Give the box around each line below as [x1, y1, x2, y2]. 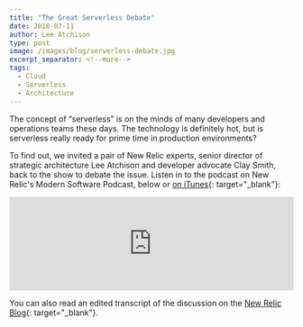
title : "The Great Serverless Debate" [9, 13, 155, 23]
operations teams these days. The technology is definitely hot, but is [9, 123, 264, 133]
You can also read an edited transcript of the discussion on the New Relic [9, 297, 282, 308]
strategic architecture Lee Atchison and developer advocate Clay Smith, [9, 159, 277, 170]
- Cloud [17, 72, 47, 81]
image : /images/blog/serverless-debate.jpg [9, 47, 176, 56]
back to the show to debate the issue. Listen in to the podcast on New [9, 168, 270, 180]
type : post [9, 38, 50, 48]
